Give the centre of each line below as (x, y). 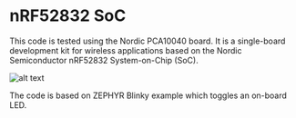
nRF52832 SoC (68, 16)
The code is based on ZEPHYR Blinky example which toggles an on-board (148, 95)
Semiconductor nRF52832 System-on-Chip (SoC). (104, 60)
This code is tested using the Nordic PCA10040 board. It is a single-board (148, 41)
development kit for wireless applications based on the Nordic (126, 50)
